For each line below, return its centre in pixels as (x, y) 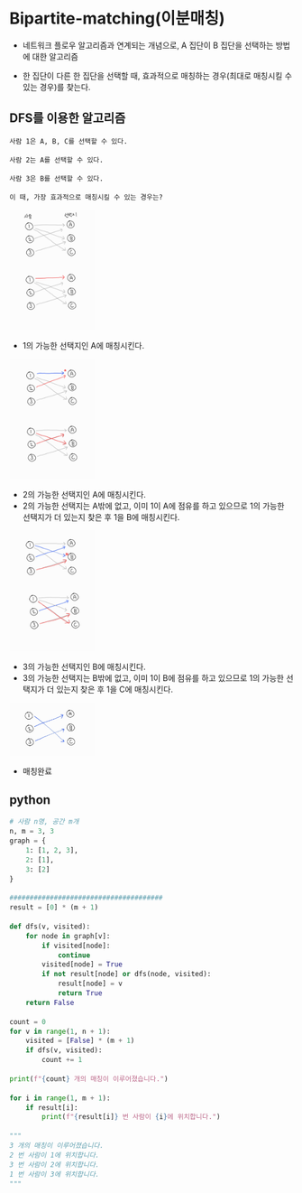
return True (80, 993)
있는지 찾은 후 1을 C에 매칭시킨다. (115, 690)
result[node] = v (90, 984)
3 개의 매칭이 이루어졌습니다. (57, 1146)
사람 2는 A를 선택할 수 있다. (56, 160)
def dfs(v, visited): (50, 927)
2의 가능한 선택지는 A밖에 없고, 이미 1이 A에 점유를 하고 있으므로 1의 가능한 (153, 506)
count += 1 (62, 1060)
